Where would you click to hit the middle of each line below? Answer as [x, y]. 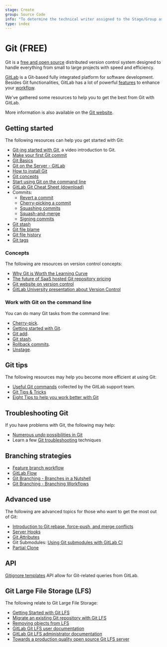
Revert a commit [37, 197]
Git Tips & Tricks [29, 392]
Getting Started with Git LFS [41, 613]
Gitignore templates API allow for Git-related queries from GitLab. [72, 575]
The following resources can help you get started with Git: [65, 140]
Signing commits [37, 219]
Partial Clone [25, 548]
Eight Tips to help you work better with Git [55, 397]
